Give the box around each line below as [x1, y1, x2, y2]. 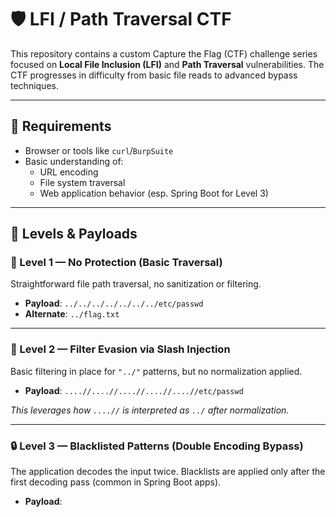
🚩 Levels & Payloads [10, 226, 138, 243]
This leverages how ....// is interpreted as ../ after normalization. [10, 404, 290, 416]
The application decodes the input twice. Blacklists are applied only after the [10, 466, 326, 478]
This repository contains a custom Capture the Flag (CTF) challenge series [10, 47, 318, 60]
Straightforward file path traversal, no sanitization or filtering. [10, 278, 262, 290]
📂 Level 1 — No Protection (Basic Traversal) [10, 256, 223, 270]
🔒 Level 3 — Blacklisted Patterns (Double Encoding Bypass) [10, 439, 304, 453]
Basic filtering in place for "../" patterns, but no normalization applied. [10, 365, 303, 377]
